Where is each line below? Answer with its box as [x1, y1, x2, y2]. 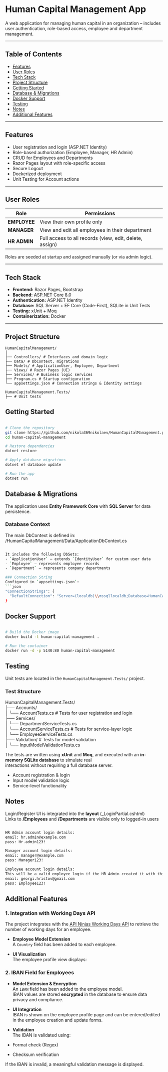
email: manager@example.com [5, 853, 64, 858]
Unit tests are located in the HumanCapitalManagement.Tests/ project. [5, 675, 145, 681]
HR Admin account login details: [5, 830, 75, 835]
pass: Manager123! [5, 858, 43, 863]
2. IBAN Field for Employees [5, 969, 74, 976]
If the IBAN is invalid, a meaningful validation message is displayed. [5, 1061, 144, 1067]
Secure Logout [12, 165, 43, 171]
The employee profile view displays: [12, 957, 87, 963]
